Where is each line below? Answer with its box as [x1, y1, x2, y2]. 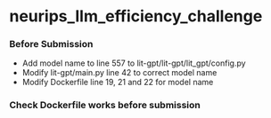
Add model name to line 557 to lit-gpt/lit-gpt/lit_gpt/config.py [21, 58, 247, 68]
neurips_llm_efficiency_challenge [9, 6, 263, 27]
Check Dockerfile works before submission [9, 99, 201, 112]
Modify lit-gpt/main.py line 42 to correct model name [21, 67, 218, 78]
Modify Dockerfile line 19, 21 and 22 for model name [21, 77, 214, 88]
